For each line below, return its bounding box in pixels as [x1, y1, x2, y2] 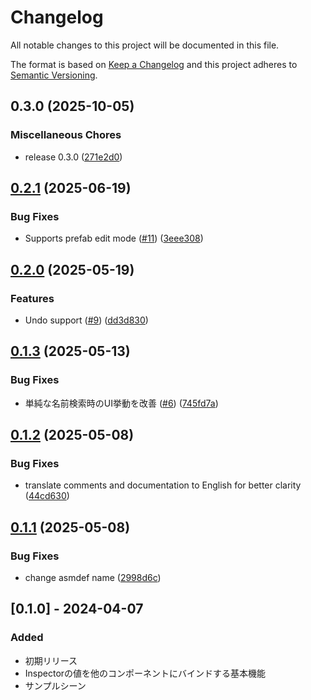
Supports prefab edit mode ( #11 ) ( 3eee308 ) [24, 232, 204, 245]
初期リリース [24, 654, 78, 666]
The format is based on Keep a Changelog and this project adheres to [10, 58, 298, 70]
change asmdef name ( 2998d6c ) [24, 572, 162, 584]
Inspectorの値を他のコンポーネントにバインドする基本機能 [24, 667, 267, 679]
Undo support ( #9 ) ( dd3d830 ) [24, 314, 149, 326]
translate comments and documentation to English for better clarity [24, 479, 302, 491]
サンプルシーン [24, 679, 87, 691]
